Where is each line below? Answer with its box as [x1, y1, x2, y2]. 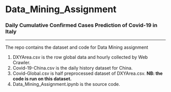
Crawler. [12, 59, 31, 66]
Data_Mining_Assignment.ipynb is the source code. [12, 81, 121, 87]
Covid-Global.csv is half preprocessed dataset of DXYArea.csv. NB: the [12, 70, 163, 77]
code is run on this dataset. [12, 76, 72, 82]
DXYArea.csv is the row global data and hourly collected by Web [12, 54, 148, 60]
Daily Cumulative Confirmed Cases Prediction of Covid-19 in [5, 22, 158, 29]
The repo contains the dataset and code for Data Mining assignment [5, 44, 149, 50]
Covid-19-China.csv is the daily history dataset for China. [12, 65, 133, 71]
